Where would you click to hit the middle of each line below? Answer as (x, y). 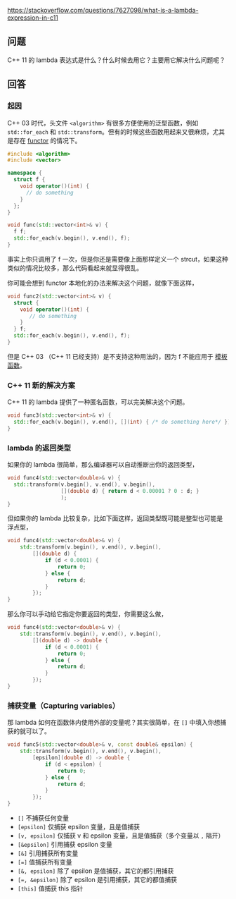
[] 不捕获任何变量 (43, 818)
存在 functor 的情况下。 (47, 140)
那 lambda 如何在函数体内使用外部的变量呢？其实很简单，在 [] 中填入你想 (114, 723)
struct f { (29, 180)
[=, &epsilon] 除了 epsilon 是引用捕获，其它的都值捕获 (97, 880)
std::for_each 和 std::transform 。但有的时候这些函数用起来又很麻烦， (110, 132)
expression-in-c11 (33, 18)
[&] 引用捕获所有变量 (48, 853)
